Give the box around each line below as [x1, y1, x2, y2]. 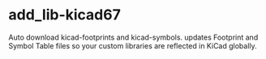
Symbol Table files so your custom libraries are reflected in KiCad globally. [8, 40, 257, 50]
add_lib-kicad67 [8, 6, 122, 24]
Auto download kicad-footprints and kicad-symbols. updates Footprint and [8, 32, 259, 42]
